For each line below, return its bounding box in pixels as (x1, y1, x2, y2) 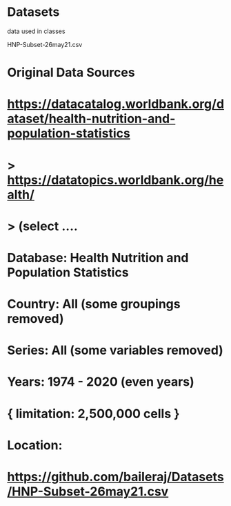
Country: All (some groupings (7, 297, 181, 312)
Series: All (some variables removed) (7, 343, 224, 358)
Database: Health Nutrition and (7, 250, 189, 265)
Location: (7, 437, 63, 453)
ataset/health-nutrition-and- (7, 111, 176, 126)
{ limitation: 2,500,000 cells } (7, 406, 180, 422)
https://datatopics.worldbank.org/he (7, 172, 224, 187)
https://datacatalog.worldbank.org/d (7, 96, 225, 112)
